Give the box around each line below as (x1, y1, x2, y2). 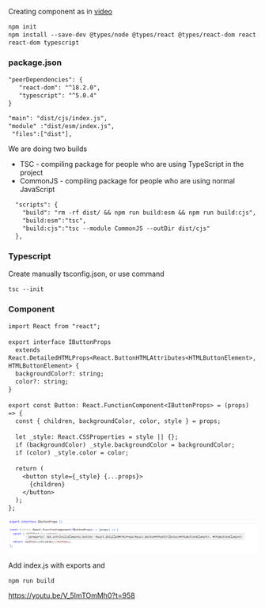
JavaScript (19, 185, 55, 194)
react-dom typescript (8, 39, 80, 47)
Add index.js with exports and (8, 561, 105, 570)
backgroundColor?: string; (15, 369, 104, 378)
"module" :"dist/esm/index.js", (8, 123, 115, 130)
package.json (8, 57, 62, 68)
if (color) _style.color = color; (15, 448, 129, 457)
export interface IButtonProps (8, 338, 112, 346)
